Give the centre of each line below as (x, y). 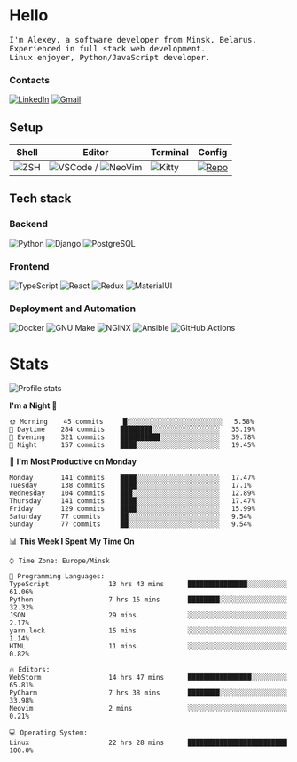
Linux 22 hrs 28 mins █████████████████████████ (148, 743)
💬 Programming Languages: (57, 577)
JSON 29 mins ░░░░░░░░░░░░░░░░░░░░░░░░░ (148, 616)
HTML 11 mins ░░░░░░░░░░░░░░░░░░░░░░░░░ (148, 647)
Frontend (29, 266)
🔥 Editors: (30, 670)
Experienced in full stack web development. (108, 48)
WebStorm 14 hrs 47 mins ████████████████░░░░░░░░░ (148, 678)
